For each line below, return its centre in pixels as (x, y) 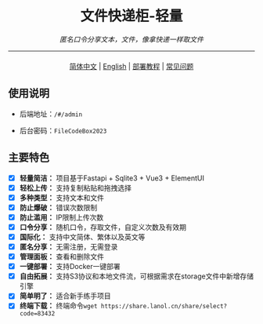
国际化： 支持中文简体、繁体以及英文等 (82, 237)
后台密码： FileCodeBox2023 (63, 130)
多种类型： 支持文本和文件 (61, 198)
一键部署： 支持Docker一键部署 (70, 267)
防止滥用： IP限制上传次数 (61, 217)
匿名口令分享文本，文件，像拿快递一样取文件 (131, 39)
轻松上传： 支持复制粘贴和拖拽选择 (75, 187)
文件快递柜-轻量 (131, 16)
